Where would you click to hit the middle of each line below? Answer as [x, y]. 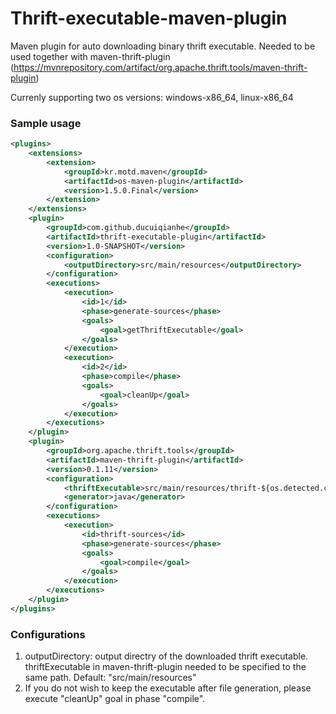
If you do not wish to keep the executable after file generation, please [168, 688]
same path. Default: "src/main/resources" [110, 678]
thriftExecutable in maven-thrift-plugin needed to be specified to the [165, 667]
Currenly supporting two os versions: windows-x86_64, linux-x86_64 [152, 97]
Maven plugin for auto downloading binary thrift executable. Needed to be [163, 46]
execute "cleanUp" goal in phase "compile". [115, 699]
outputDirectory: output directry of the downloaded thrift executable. [166, 656]
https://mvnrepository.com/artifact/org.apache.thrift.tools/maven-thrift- [160, 67]
